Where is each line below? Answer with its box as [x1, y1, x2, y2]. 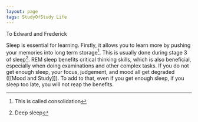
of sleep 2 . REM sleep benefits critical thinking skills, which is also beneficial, [6, 55, 192, 63]
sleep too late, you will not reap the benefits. [6, 80, 114, 88]
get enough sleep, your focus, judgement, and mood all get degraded [6, 68, 175, 75]
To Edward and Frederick [6, 30, 68, 37]
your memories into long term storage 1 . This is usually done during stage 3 [6, 48, 187, 56]
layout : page [6, 8, 38, 15]
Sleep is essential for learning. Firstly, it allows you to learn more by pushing [6, 42, 191, 49]
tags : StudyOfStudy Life [6, 14, 67, 20]
